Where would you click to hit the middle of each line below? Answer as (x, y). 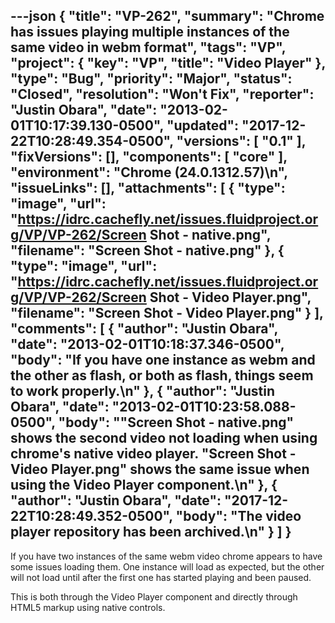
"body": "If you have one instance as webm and (163, 360)
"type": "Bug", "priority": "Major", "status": (151, 79)
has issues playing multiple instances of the (150, 32)
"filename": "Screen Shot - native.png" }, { (147, 250)
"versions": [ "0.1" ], (241, 141)
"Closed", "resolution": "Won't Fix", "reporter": (162, 94)
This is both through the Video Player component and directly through (154, 596)
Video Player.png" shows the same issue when (160, 469)
